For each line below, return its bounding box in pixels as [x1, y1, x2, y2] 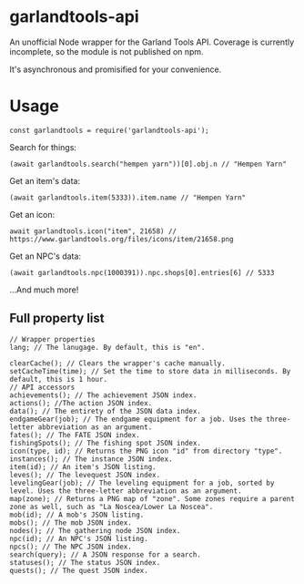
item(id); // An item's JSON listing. [9, 462, 157, 471]
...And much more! [9, 284, 79, 295]
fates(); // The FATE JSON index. [9, 430, 141, 439]
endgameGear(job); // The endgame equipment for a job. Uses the [9, 415, 262, 424]
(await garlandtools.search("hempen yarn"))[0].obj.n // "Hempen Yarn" [9, 159, 287, 169]
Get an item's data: [9, 175, 80, 186]
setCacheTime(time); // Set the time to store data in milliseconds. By [9, 366, 291, 375]
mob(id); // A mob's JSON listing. [9, 510, 145, 519]
